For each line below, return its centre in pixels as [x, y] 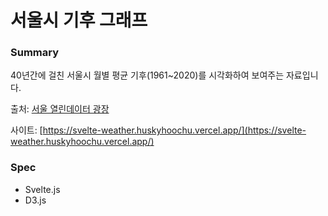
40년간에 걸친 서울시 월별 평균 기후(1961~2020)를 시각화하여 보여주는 [147, 75]
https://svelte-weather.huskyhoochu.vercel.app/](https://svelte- [174, 130]
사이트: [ [26, 130]
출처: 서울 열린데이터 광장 [60, 109]
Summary [35, 53]
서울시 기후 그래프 [79, 20]
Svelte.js [42, 189]
